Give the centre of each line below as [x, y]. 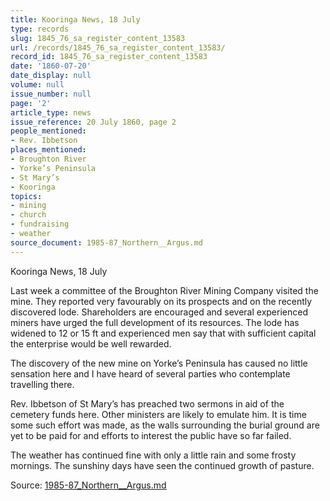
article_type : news [51, 112]
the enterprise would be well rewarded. [91, 343]
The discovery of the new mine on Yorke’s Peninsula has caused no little [159, 363]
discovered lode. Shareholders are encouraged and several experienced [159, 312]
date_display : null [51, 76]
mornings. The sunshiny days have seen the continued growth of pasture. [162, 465]
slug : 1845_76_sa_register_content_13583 [98, 38]
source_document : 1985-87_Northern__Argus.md [106, 242]
